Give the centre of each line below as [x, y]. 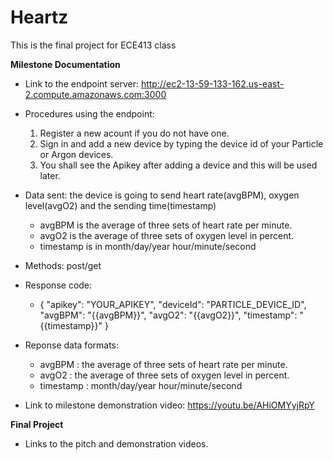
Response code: [58, 285]
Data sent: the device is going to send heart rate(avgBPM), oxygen [162, 195]
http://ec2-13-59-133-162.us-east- [212, 83]
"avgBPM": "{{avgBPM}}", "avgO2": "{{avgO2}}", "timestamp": [168, 315]
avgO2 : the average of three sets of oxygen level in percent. [164, 375]
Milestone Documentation [65, 64]
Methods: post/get [63, 265]
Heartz [39, 17]
